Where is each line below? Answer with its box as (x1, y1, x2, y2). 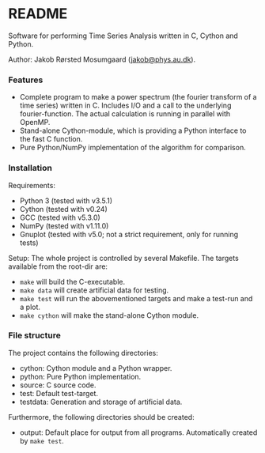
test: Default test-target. (19, 388, 99, 398)
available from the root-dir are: (8, 262, 108, 271)
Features (8, 74, 44, 85)
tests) (19, 238, 39, 247)
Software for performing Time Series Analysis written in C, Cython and (8, 31, 239, 40)
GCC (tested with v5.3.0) (19, 213, 100, 222)
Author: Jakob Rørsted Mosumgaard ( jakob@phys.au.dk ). (8, 55, 196, 64)
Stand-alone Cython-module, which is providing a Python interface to (19, 126, 247, 135)
